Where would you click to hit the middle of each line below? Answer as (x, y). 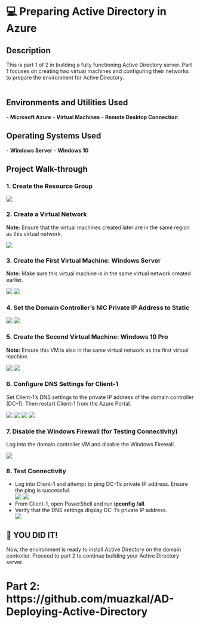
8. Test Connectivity (36, 471)
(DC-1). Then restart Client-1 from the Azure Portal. (69, 403)
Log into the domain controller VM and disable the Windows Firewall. (91, 445)
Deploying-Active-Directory (77, 612)
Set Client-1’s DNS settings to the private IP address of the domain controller (100, 397)
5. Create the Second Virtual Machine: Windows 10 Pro (87, 337)
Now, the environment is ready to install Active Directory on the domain (94, 550)
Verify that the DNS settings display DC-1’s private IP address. (91, 510)
